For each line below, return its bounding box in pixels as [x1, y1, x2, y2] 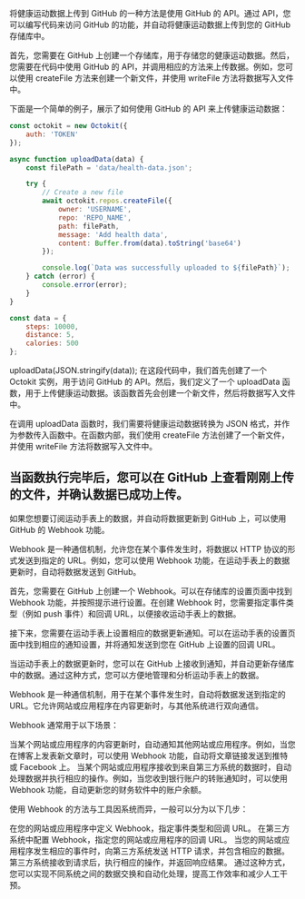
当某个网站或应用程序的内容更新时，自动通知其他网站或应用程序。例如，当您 [9, 738, 296, 749]
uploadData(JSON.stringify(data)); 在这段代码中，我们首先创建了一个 [9, 365, 268, 375]
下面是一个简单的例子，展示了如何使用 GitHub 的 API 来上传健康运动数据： [9, 104, 288, 114]
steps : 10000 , [25, 321, 79, 331]
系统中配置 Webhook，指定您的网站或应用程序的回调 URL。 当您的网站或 [9, 834, 282, 845]
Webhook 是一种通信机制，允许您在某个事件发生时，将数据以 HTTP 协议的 [9, 543, 288, 554]
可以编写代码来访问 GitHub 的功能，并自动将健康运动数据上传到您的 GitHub [9, 19, 291, 30]
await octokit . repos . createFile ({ [42, 196, 172, 206]
